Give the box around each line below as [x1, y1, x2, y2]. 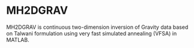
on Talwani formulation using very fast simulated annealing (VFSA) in [6, 29, 177, 37]
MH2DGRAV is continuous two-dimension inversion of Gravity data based [6, 23, 189, 31]
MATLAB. [6, 36, 29, 43]
